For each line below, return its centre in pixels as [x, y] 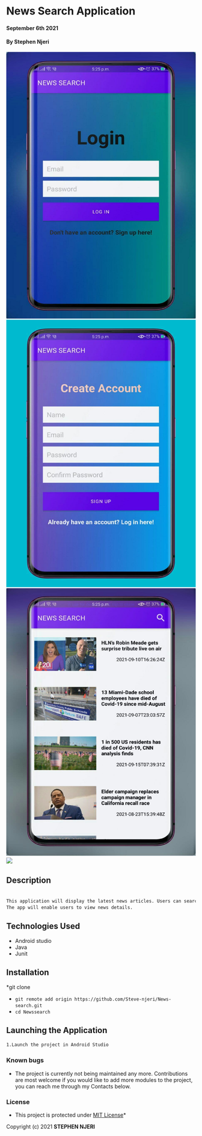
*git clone [18, 987]
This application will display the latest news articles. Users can [94, 901]
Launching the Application [57, 1030]
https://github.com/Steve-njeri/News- [123, 999]
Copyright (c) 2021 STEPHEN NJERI [50, 1126]
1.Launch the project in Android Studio [58, 1045]
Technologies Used [43, 926]
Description [29, 880]
